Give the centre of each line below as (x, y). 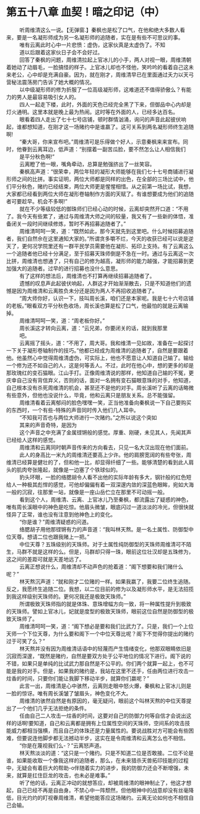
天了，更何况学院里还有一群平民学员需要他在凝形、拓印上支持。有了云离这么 (100, 246)
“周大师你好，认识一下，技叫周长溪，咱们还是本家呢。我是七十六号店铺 (107, 298)
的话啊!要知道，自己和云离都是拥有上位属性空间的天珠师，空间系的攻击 (98, 723)
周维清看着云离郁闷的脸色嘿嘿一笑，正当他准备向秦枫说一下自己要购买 (105, 403)
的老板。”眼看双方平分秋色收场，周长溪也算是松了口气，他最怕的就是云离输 (97, 305)
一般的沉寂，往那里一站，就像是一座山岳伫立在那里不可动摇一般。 (87, 492)
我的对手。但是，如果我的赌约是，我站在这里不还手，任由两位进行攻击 (102, 671)
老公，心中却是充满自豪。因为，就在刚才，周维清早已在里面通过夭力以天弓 (102, 75)
